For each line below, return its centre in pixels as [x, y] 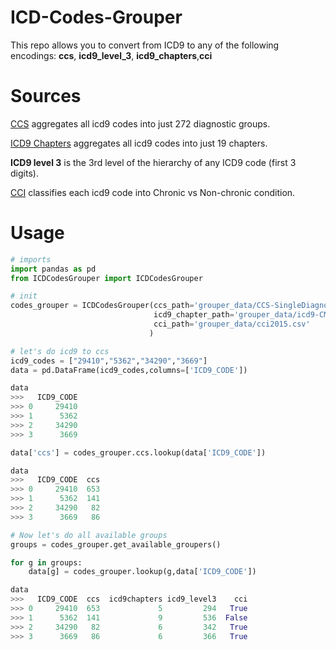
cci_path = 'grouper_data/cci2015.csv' [232, 324]
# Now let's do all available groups [89, 535]
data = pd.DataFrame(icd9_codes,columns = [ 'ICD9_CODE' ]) [129, 370]
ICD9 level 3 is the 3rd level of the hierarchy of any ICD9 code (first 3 [153, 162]
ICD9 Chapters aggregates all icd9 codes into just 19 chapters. [139, 143]
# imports [31, 259]
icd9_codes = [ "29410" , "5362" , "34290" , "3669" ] [109, 361]
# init [24, 296]
